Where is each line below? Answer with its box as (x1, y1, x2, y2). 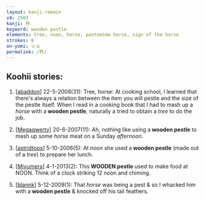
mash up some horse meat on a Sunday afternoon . (15, 132, 144, 140)
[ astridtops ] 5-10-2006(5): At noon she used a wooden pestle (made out (15, 144, 199, 151)
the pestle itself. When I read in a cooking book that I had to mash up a (15, 100, 193, 108)
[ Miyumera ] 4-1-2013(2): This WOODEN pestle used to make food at (15, 162, 188, 170)
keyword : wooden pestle (6, 26, 67, 32)
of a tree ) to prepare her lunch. (15, 151, 94, 158)
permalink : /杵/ (6, 49, 47, 55)
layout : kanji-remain (6, 9, 62, 15)
